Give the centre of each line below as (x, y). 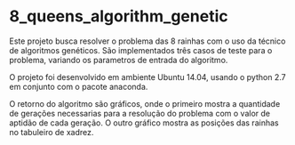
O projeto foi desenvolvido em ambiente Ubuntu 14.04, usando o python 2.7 (147, 77)
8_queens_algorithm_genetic (119, 16)
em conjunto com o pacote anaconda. (79, 86)
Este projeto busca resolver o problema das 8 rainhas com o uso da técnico (147, 41)
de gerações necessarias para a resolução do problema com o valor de (140, 113)
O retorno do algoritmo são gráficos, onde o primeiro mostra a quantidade (145, 103)
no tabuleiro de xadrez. (52, 132)
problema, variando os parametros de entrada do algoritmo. (119, 60)
